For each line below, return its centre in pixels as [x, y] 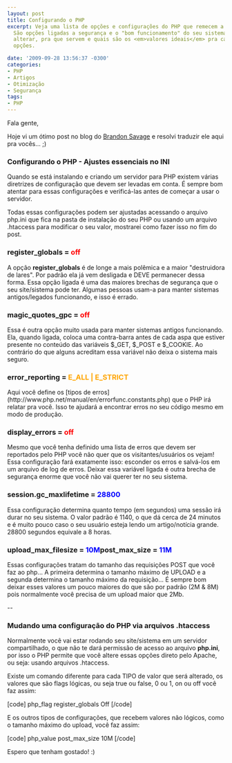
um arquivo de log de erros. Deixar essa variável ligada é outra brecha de [112, 469]
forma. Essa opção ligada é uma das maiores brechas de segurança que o [113, 282]
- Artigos [21, 78]
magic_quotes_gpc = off [49, 314]
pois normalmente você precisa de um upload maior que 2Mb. [96, 594]
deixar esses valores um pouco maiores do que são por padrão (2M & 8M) [113, 587]
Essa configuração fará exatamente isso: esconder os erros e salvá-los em [114, 462]
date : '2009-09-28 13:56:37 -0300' [58, 59]
